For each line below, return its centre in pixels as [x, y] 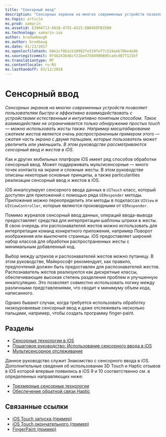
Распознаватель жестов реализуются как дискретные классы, [72, 272]
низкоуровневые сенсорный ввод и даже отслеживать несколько [75, 307]
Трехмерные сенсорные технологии [51, 386]
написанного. [19, 293]
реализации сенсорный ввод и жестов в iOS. [53, 180]
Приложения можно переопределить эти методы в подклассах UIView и [82, 200]
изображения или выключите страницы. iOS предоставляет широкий [78, 236]
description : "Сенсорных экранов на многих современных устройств [75, 14]
